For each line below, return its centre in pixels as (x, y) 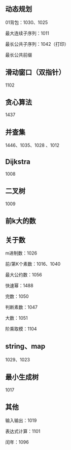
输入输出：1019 (21, 420)
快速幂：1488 (20, 286)
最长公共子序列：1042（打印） (37, 44)
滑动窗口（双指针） (35, 73)
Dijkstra (18, 162)
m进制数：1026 (21, 253)
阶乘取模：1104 (21, 329)
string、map (25, 346)
